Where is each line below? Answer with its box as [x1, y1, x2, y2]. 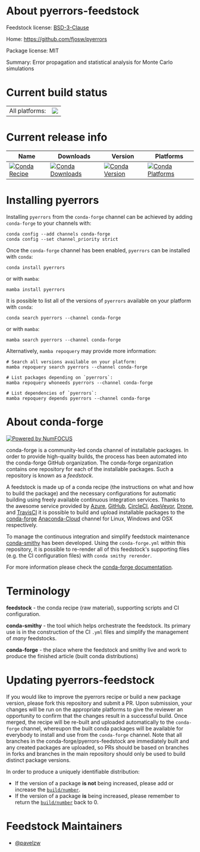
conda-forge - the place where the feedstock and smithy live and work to [6, 646, 187, 653]
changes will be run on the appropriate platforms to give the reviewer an [6, 705, 183, 713]
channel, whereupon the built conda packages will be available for [20, 724, 183, 732]
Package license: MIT [6, 47, 60, 54]
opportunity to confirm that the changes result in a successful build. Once [6, 712, 187, 719]
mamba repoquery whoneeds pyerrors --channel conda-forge [6, 380, 153, 386]
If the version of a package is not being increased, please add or [14, 779, 174, 786]
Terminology [6, 584, 70, 597]
